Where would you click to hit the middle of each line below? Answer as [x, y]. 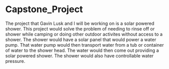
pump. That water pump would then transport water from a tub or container [85, 45]
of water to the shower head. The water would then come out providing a [82, 50]
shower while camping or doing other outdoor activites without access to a [84, 34]
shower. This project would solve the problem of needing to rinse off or [80, 28]
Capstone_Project [44, 9]
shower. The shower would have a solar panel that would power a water [81, 40]
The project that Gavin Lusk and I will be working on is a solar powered [80, 23]
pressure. [15, 61]
